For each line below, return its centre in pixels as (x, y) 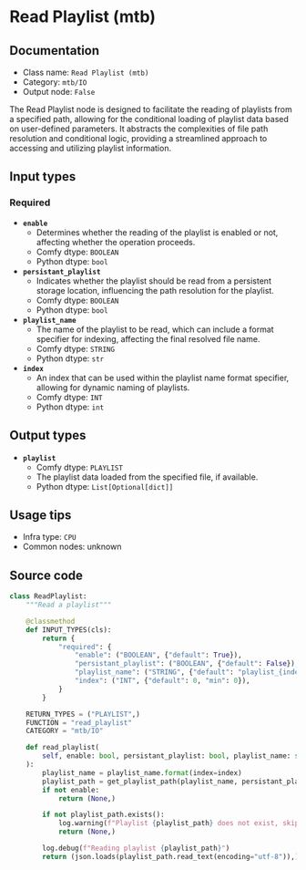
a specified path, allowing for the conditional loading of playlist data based (149, 119)
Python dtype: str (70, 358)
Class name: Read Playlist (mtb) (86, 72)
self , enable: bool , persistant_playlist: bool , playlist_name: (167, 756)
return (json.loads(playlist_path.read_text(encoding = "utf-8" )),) (171, 856)
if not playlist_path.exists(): (104, 815)
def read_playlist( (63, 748)
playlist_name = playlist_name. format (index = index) (143, 772)
